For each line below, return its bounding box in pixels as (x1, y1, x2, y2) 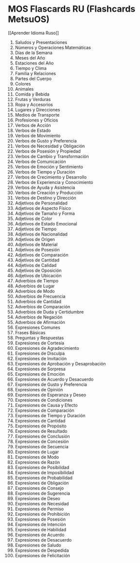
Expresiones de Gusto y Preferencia (15, 382, 87, 387)
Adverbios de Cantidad (15, 299, 62, 304)
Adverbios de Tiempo (15, 278, 59, 283)
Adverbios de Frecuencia (15, 293, 66, 299)
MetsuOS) (8, 14, 50, 25)
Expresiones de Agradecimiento (15, 345, 79, 351)
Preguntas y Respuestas (15, 335, 64, 341)
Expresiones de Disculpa (15, 350, 65, 356)
